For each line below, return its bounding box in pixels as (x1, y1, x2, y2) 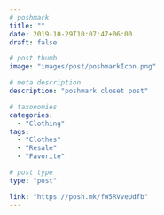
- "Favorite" (17, 152, 66, 161)
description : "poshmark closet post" (9, 86, 149, 95)
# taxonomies (9, 102, 58, 111)
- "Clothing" (17, 119, 66, 128)
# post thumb (9, 54, 58, 63)
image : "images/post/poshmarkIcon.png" (9, 62, 157, 71)
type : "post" (9, 176, 58, 185)
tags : (9, 127, 29, 136)
